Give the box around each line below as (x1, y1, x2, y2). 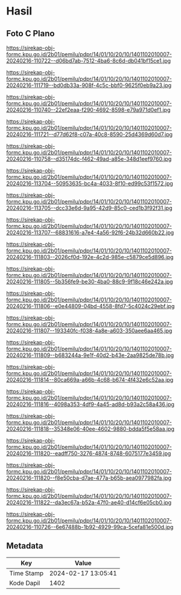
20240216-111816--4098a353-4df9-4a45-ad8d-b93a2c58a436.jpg (6, 400, 175, 408)
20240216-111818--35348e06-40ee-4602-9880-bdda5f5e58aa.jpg (6, 425, 175, 433)
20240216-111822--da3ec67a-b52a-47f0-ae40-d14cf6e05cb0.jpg (6, 499, 172, 506)
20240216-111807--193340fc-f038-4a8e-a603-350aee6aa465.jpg (6, 327, 173, 334)
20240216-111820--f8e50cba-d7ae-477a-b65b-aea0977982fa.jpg (6, 474, 172, 481)
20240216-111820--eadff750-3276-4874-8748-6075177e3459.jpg (6, 450, 171, 457)
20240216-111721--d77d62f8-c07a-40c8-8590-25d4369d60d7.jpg (6, 131, 173, 138)
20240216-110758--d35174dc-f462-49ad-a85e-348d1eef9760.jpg (6, 155, 172, 162)
